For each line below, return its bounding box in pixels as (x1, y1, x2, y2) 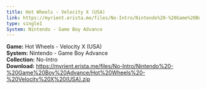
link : (6, 15, 20, 21)
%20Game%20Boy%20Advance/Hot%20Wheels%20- (6, 69, 145, 77)
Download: (6, 63, 35, 70)
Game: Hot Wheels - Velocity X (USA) (6, 43, 102, 50)
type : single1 (6, 20, 43, 26)
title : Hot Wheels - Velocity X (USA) (6, 9, 105, 15)
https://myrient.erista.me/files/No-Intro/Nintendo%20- (36, 63, 174, 70)
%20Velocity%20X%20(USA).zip (6, 75, 91, 83)
